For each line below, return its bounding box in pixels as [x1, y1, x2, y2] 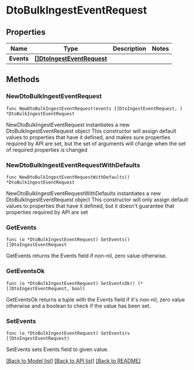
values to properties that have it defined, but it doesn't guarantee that [6, 202, 175, 209]
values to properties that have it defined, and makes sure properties [6, 133, 170, 140]
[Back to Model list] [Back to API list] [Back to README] [6, 357, 141, 364]
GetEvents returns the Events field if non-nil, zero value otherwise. [6, 252, 167, 260]
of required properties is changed [6, 146, 88, 153]
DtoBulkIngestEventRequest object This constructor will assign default [6, 127, 176, 135]
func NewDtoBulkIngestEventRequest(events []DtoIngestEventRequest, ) [6, 106, 183, 112]
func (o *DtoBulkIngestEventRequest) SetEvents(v [6, 330, 131, 336]
